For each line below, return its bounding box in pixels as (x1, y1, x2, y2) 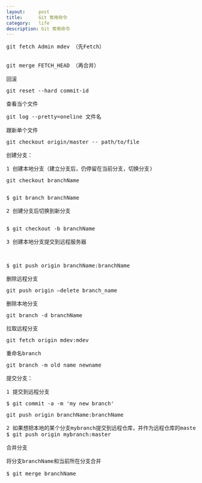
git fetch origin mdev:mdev (6, 337, 89, 344)
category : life (6, 20, 50, 26)
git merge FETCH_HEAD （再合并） (6, 62, 100, 69)
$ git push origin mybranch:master (6, 431, 111, 438)
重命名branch (6, 350, 41, 357)
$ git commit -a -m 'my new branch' (6, 400, 114, 407)
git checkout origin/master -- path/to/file (6, 139, 140, 145)
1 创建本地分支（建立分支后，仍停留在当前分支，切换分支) (6, 165, 153, 172)
